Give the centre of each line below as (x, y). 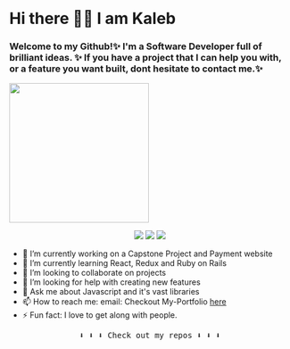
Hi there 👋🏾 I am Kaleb (93, 19)
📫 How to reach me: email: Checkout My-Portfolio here (124, 302)
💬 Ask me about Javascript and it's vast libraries (111, 292)
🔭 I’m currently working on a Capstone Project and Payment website (148, 253)
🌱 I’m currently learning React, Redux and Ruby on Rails (124, 263)
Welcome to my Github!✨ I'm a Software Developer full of (136, 46)
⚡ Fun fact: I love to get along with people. (99, 315)
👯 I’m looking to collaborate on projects (94, 273)
